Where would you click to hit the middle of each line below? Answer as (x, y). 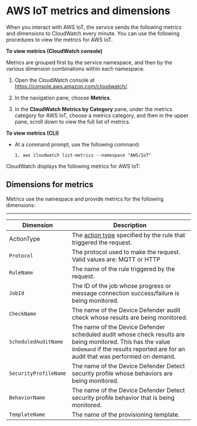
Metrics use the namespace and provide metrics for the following (85, 199)
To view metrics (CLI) (33, 133)
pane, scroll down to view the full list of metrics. (72, 121)
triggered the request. (102, 242)
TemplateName (27, 414)
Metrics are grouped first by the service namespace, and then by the (89, 62)
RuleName (21, 272)
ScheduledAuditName (36, 342)
